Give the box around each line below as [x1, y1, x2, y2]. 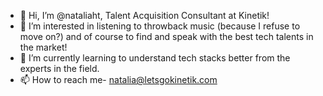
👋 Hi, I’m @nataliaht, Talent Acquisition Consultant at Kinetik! [19, 10, 270, 21]
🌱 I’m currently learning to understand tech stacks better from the [19, 52, 291, 64]
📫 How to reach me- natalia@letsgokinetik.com [19, 74, 218, 85]
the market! [19, 41, 68, 53]
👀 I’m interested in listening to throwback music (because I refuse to [19, 20, 301, 32]
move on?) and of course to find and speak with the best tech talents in [19, 31, 314, 42]
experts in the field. [19, 63, 100, 74]
